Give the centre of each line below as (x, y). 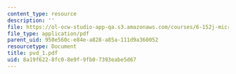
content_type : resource (42, 14)
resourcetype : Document (42, 47)
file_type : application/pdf (48, 33)
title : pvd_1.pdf (33, 54)
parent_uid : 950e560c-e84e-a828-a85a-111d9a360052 (83, 40)
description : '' (31, 20)
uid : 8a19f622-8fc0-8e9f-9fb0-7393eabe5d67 (72, 60)
